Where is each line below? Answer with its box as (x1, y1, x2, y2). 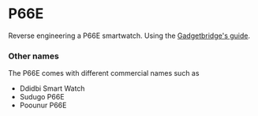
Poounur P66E (19, 100, 67, 110)
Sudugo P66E (19, 92, 65, 102)
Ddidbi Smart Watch (19, 84, 85, 93)
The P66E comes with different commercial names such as (8, 69, 200, 78)
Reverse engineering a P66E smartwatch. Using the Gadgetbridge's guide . (8, 31, 251, 40)
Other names (8, 51, 59, 62)
